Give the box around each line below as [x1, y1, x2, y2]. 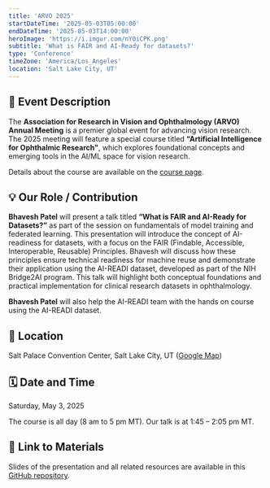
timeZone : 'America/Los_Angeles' [8, 58, 122, 66]
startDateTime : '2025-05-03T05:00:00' [8, 20, 140, 28]
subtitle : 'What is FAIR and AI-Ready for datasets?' [8, 42, 195, 50]
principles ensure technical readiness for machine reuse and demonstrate [8, 255, 256, 265]
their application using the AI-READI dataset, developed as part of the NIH [8, 264, 256, 273]
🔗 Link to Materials [8, 440, 104, 454]
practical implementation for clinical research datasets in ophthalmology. [8, 281, 252, 291]
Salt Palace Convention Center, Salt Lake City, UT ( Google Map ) [8, 351, 222, 360]
